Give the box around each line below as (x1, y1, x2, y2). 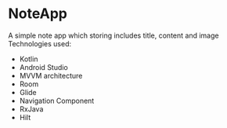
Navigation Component (19, 96, 95, 105)
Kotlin (19, 54, 38, 64)
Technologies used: (8, 38, 72, 48)
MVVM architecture (19, 71, 83, 80)
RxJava (19, 104, 44, 114)
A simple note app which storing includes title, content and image (8, 31, 219, 40)
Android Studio (19, 62, 68, 71)
